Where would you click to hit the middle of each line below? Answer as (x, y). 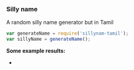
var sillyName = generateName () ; (49, 39)
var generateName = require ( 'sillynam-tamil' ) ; (68, 33)
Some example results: (36, 51)
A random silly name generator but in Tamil (60, 23)
